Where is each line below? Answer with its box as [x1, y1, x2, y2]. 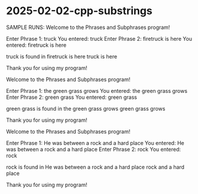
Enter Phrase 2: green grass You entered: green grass [6, 93, 137, 101]
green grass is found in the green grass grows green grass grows [6, 105, 165, 112]
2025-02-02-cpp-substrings [6, 4, 152, 18]
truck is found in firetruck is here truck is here [6, 53, 118, 60]
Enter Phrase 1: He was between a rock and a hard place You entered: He [6, 139, 184, 146]
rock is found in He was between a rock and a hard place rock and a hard [6, 163, 185, 170]
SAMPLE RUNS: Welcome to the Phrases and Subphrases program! [6, 24, 170, 31]
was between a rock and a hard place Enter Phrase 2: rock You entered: [6, 145, 181, 153]
